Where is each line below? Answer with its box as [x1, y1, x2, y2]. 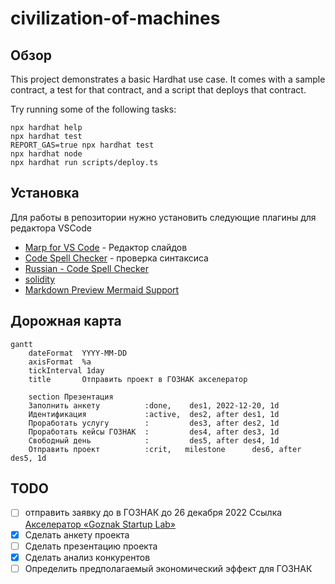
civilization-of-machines [10, 7, 221, 30]
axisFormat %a [28, 357, 92, 367]
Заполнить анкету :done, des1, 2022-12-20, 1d [28, 400, 280, 411]
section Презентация [28, 392, 114, 402]
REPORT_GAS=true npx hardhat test [10, 140, 155, 150]
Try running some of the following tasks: [10, 103, 177, 115]
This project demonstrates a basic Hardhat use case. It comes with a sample [10, 73, 326, 85]
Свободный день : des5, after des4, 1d [28, 435, 280, 446]
